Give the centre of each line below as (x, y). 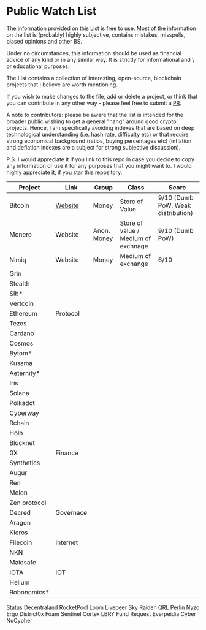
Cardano (22, 333)
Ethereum (24, 313)
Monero (21, 234)
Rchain (19, 423)
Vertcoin (21, 303)
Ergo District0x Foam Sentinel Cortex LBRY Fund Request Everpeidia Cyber (101, 613)
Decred (20, 512)
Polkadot (22, 403)
